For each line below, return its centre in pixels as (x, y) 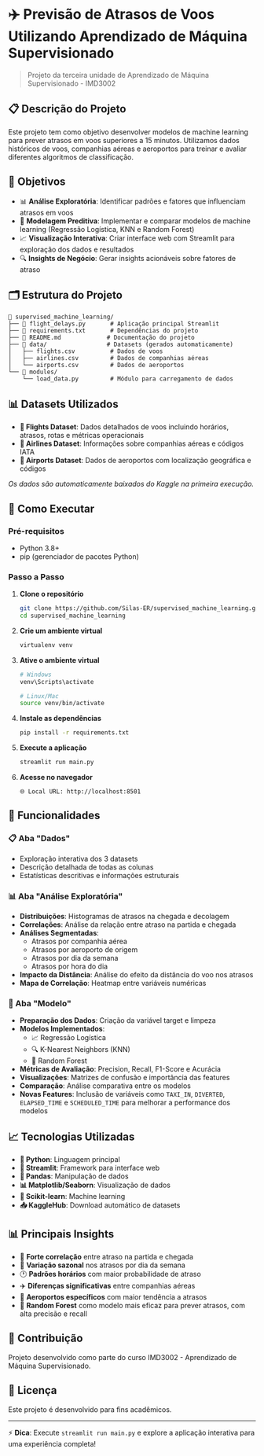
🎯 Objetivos (37, 182)
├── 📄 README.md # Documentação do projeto (101, 338)
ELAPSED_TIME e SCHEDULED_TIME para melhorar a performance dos (125, 1103)
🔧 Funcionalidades (54, 816)
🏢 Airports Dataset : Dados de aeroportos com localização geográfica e (135, 461)
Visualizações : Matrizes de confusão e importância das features (125, 1078)
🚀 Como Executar (51, 508)
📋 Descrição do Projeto (67, 109)
